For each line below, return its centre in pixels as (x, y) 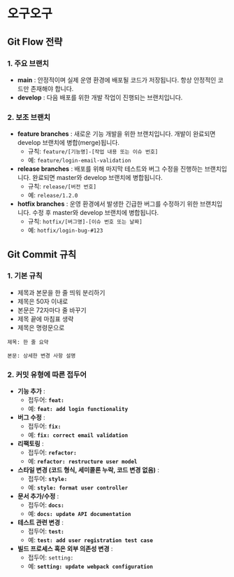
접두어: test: (46, 531)
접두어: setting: (51, 557)
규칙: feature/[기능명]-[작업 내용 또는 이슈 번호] (93, 151)
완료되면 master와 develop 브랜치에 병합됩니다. (97, 178)
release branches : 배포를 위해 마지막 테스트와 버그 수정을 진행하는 (110, 169)
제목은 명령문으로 (41, 327)
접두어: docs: (46, 505)
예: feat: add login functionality (78, 409)
